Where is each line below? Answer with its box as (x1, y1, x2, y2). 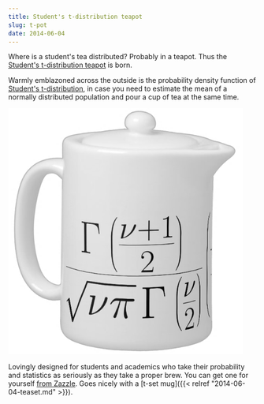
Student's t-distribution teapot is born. (8, 60, 132, 70)
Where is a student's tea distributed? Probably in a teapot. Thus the (8, 52, 227, 62)
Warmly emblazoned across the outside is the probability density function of (8, 76, 256, 85)
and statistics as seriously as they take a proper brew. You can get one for (8, 371, 249, 380)
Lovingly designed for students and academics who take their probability (8, 362, 245, 372)
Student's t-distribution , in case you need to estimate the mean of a (8, 84, 228, 94)
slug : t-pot (8, 21, 47, 29)
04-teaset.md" (8, 387, 57, 397)
